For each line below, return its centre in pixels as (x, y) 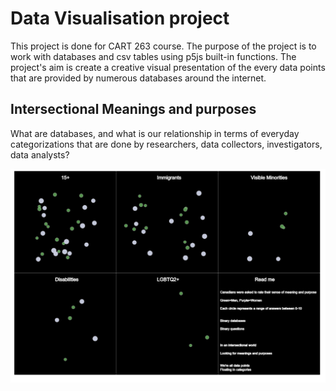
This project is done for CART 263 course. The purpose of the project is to (163, 46)
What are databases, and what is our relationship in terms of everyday (155, 133)
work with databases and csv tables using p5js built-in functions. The (153, 56)
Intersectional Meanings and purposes (133, 109)
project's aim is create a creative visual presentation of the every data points (168, 67)
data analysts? (40, 154)
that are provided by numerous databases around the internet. (138, 78)
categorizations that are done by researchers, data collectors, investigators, (166, 144)
